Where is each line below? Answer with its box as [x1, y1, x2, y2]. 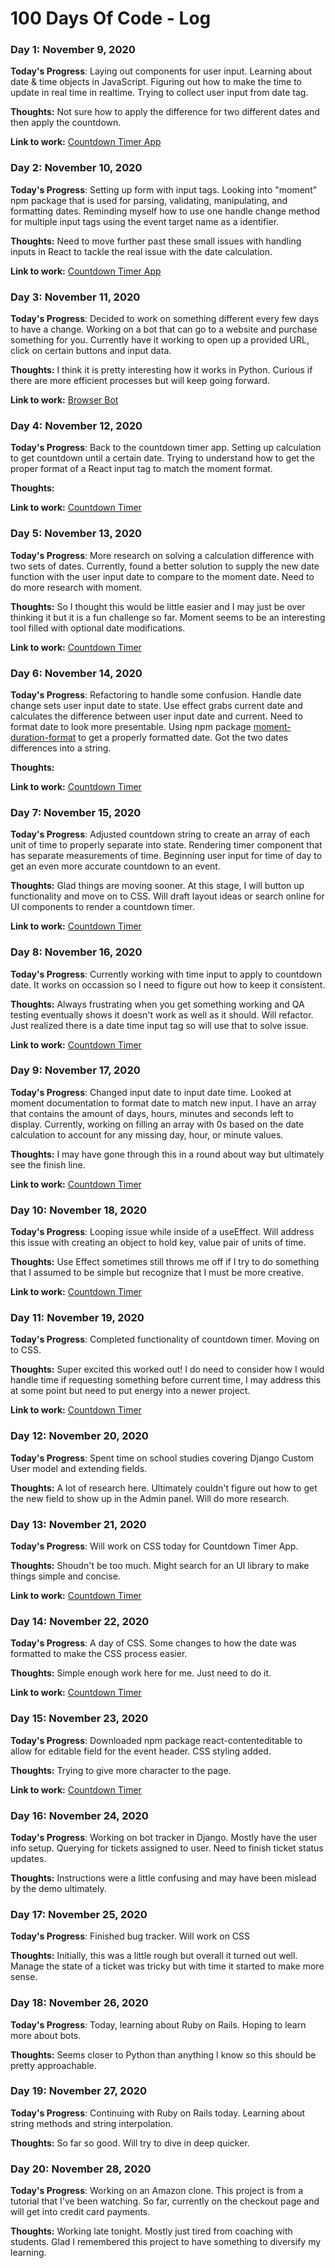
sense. [10, 1971, 38, 1983]
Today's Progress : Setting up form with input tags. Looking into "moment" [10, 183, 318, 196]
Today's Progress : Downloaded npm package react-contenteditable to [10, 1734, 303, 1746]
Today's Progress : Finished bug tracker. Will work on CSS [10, 1930, 251, 1942]
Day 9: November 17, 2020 [10, 1063, 141, 1077]
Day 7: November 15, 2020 [10, 805, 142, 819]
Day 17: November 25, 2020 [10, 1907, 148, 1921]
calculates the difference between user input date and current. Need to [10, 710, 303, 722]
